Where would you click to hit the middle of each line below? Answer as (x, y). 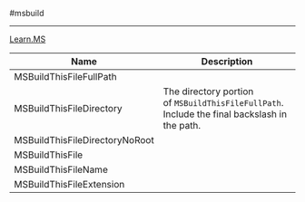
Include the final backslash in (225, 114)
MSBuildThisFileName (61, 169)
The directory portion (208, 91)
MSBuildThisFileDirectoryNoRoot (84, 140)
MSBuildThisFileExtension (69, 184)
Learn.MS (28, 39)
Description (227, 61)
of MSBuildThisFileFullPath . (223, 103)
